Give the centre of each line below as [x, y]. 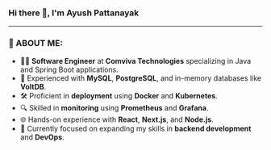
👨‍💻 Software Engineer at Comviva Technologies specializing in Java [135, 60]
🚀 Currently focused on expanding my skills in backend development [135, 128]
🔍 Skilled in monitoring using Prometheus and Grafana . [114, 107]
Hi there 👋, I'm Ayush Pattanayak [74, 13]
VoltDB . [33, 86]
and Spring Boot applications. [69, 69]
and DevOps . [42, 137]
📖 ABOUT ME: [35, 44]
